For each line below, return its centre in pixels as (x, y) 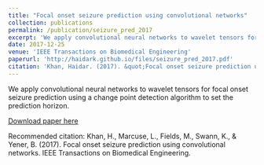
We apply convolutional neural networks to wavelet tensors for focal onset (128, 89)
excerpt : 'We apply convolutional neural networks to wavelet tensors (126, 37)
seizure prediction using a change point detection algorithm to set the (121, 97)
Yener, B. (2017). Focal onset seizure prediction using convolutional (117, 144)
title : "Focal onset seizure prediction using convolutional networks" (128, 15)
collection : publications (50, 23)
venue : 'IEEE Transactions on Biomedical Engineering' (100, 52)
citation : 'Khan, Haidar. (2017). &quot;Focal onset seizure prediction (130, 67)
